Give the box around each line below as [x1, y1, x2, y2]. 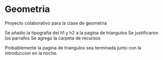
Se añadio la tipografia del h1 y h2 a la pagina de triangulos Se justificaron [5, 29, 158, 35]
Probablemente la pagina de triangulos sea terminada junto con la [5, 44, 142, 50]
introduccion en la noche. [5, 50, 58, 56]
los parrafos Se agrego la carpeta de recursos [5, 35, 100, 41]
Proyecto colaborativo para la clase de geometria [5, 20, 107, 26]
